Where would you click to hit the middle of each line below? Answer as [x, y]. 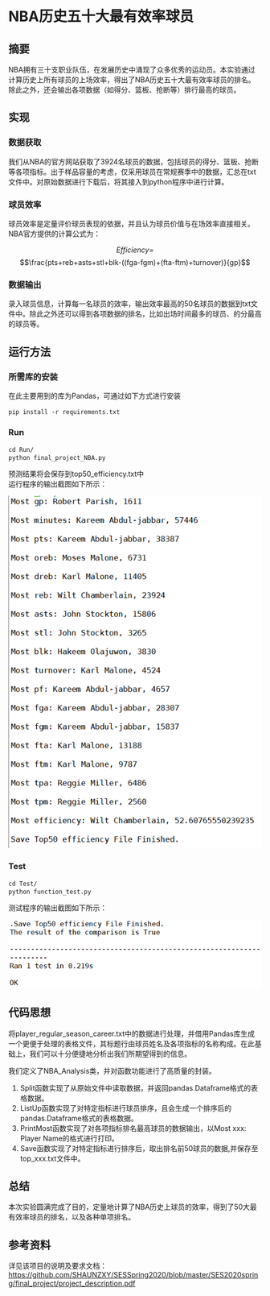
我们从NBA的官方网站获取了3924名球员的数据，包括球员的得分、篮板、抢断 [134, 161]
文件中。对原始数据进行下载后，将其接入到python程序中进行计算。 [119, 181]
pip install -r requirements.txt [64, 412]
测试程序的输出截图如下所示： [57, 908]
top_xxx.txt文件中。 [52, 1158]
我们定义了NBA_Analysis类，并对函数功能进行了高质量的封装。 [112, 1070]
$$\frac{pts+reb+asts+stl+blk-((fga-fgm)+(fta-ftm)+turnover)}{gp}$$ [135, 262]
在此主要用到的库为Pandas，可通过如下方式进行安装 [94, 395]
